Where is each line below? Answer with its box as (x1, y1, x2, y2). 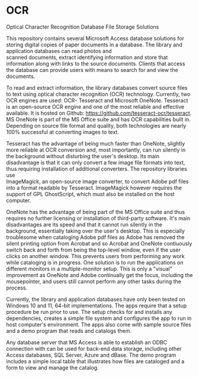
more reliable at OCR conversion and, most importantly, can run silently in (6, 146, 186, 153)
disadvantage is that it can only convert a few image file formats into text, (6, 159, 185, 166)
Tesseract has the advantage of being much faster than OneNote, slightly (6, 140, 185, 147)
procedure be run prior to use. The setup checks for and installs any (6, 308, 173, 315)
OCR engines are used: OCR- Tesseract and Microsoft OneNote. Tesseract (6, 96, 188, 104)
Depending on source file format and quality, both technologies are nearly (6, 122, 187, 129)
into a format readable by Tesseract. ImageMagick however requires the (6, 184, 182, 191)
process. (6, 284, 28, 291)
